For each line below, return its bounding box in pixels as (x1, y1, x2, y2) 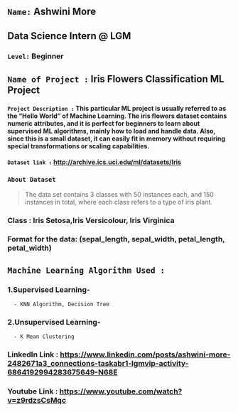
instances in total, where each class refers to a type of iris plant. (24, 197, 213, 206)
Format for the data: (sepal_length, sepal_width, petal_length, (7, 234, 225, 244)
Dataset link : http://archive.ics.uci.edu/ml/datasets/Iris (7, 158, 182, 166)
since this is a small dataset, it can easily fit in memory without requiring (7, 134, 226, 143)
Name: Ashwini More (7, 6, 97, 18)
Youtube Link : (7, 386, 58, 396)
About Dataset (7, 175, 56, 184)
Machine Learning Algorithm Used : (7, 265, 166, 276)
